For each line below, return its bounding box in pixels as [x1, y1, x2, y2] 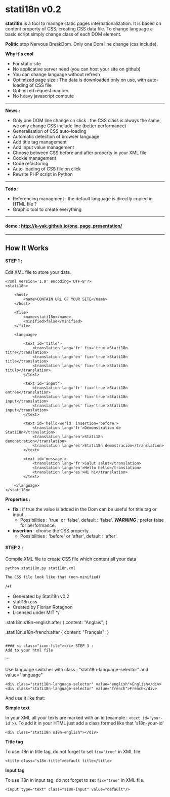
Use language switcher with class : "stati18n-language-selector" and [5, 666, 149, 672]
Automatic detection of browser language [12, 133, 100, 139]
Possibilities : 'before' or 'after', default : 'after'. [20, 533, 118, 539]
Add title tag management [12, 138, 67, 145]
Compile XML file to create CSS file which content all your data [5, 556, 137, 562]
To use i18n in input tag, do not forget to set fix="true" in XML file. [5, 777, 145, 783]
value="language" [5, 672, 43, 678]
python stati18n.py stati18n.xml [5, 565, 76, 571]
